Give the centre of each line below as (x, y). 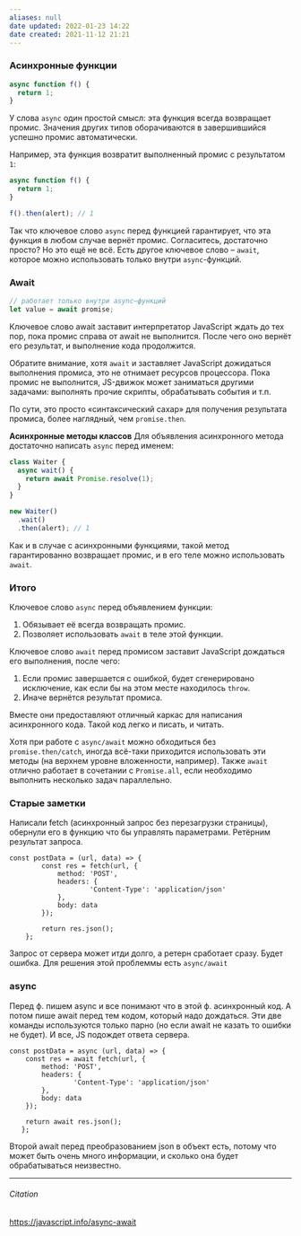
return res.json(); (78, 929)
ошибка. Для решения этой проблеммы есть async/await (119, 963)
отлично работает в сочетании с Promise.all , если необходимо (131, 771)
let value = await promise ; (62, 309)
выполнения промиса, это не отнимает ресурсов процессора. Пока (140, 373)
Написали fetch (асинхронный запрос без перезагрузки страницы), (139, 823)
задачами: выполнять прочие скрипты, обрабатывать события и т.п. (140, 391)
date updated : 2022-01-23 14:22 (69, 26)
